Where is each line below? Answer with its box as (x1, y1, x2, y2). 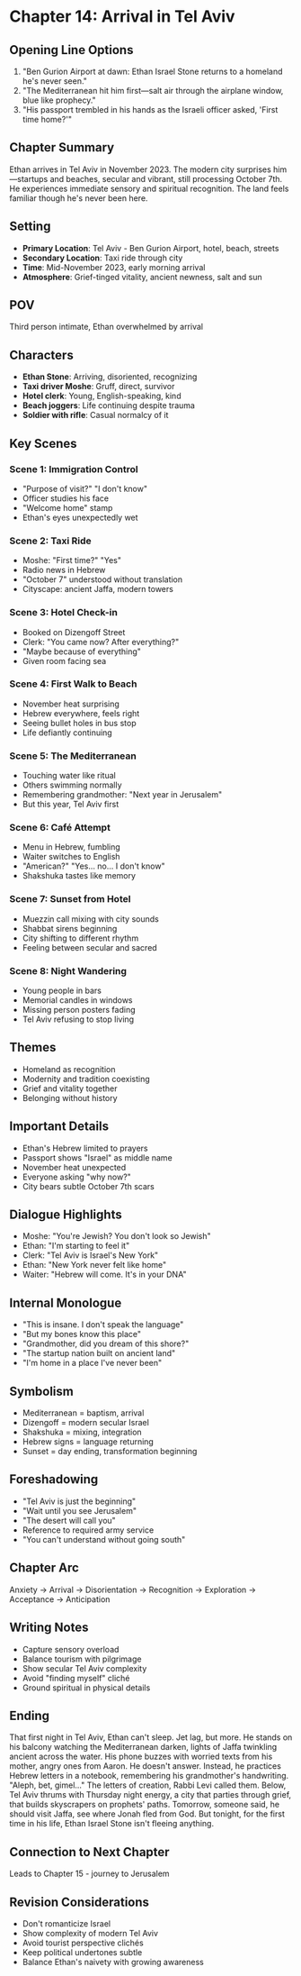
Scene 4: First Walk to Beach (9, 678, 137, 690)
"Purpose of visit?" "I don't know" (22, 483, 148, 494)
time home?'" (22, 114, 73, 124)
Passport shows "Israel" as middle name (22, 1152, 173, 1163)
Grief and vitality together (22, 1083, 119, 1094)
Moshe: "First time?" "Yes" (22, 555, 122, 566)
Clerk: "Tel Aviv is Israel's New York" (22, 1250, 159, 1261)
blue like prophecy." (22, 95, 96, 105)
